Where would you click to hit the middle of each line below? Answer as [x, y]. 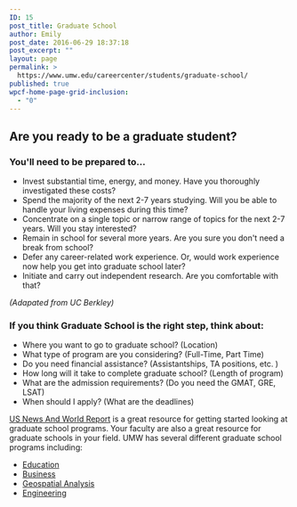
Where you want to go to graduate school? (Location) [120, 345]
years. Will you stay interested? [79, 229]
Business [39, 474]
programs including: [46, 447]
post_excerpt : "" [41, 51]
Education [40, 465]
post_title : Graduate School [63, 26]
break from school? [58, 248]
